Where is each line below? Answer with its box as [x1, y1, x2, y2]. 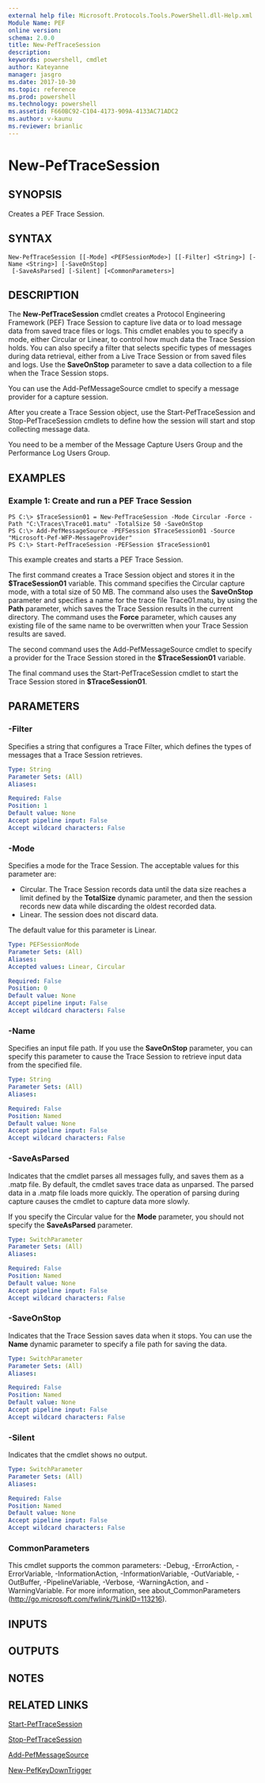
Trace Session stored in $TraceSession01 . [8, 677, 148, 686]
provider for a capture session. [8, 392, 109, 402]
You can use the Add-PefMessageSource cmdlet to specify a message [8, 384, 240, 394]
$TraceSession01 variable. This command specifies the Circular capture [8, 578, 245, 588]
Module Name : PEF [8, 19, 66, 27]
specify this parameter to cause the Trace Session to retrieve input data [8, 1052, 242, 1062]
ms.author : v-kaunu [8, 115, 73, 123]
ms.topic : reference [8, 85, 77, 94]
